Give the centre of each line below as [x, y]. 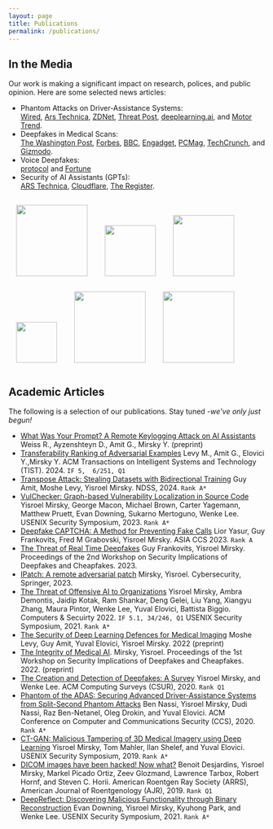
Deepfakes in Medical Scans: [69, 134]
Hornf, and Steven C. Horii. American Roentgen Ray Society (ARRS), [134, 782]
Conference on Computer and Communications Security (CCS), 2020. [137, 721]
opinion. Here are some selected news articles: [87, 92]
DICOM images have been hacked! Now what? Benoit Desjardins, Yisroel [142, 765]
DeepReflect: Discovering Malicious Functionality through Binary [128, 799]
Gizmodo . [37, 151]
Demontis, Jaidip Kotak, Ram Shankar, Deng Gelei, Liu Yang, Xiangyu [136, 600]
